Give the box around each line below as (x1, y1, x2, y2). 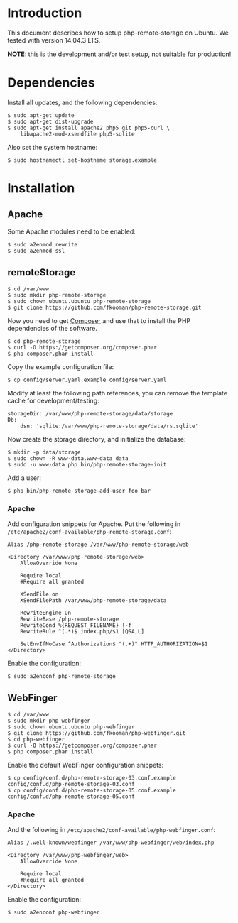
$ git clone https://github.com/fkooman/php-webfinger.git (7, 729, 186, 736)
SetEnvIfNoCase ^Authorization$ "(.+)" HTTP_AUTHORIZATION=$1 (20, 640, 208, 648)
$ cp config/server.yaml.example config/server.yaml (7, 376, 167, 383)
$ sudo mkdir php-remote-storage (7, 291, 107, 299)
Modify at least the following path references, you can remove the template (7, 388, 227, 397)
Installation (7, 180, 75, 197)
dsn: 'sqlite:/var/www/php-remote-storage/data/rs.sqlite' (20, 422, 199, 430)
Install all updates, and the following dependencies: (7, 98, 158, 106)
